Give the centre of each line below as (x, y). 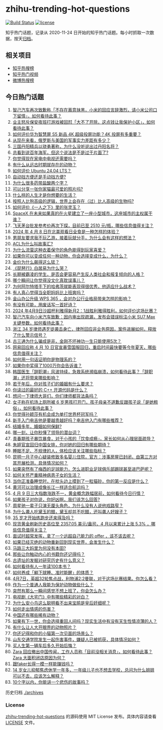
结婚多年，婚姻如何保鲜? (37, 426)
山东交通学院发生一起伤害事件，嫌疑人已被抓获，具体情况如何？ (76, 639)
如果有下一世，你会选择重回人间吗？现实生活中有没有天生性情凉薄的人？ (85, 621)
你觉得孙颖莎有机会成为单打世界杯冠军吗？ (55, 414)
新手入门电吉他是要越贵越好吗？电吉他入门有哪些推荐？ (68, 420)
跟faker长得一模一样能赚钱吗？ (43, 664)
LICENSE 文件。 (22, 722)
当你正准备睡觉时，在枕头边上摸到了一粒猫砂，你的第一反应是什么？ (81, 481)
